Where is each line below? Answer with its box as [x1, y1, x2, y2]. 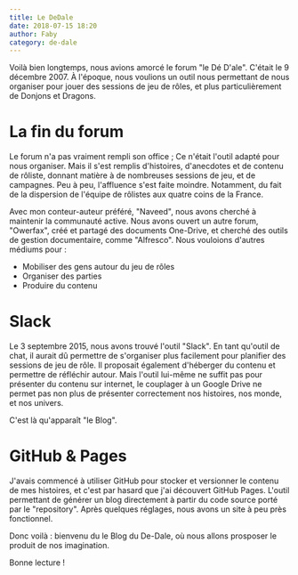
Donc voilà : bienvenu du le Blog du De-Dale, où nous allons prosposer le [9, 530, 278, 541]
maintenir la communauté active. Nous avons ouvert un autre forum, [9, 215, 259, 227]
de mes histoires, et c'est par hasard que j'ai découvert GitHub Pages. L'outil [9, 485, 290, 496]
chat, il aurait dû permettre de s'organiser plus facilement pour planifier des [9, 351, 286, 361]
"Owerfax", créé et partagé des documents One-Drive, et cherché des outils [9, 225, 289, 236]
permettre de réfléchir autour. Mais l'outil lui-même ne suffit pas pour [9, 369, 263, 380]
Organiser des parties [21, 271, 102, 281]
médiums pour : [9, 244, 67, 255]
